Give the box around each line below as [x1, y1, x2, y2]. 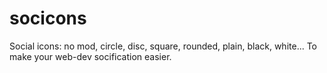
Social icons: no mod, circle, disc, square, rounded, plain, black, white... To [9, 40, 318, 52]
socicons [9, 7, 87, 30]
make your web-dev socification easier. [9, 50, 172, 62]
